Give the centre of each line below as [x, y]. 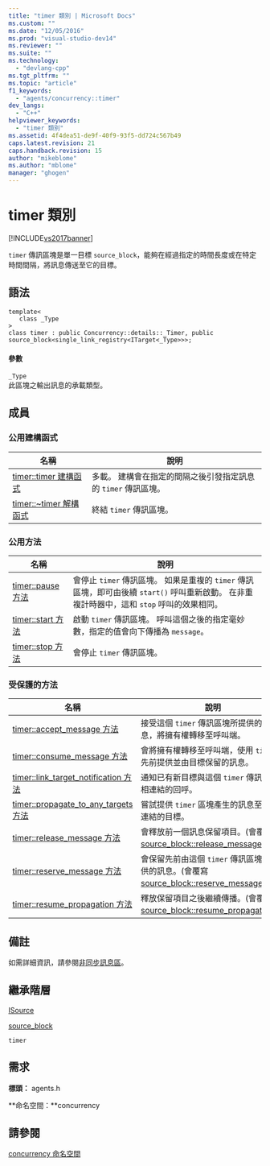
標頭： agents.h [34, 1088]
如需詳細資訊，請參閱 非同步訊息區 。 [68, 962]
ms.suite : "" [30, 53]
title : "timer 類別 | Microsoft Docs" [72, 16]
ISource [21, 1010]
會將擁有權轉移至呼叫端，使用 [197, 750]
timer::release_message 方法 [66, 838]
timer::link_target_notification [67, 778]
